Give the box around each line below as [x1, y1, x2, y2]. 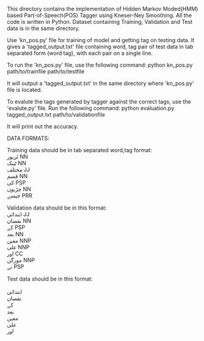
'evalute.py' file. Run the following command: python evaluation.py [7, 105, 175, 112]
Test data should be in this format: [7, 275, 93, 282]
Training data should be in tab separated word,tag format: [7, 147, 152, 153]
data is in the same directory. [7, 24, 80, 32]
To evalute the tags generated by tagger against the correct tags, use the [7, 98, 191, 105]
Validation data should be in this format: [7, 204, 107, 211]
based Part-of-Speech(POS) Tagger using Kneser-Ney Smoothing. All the [7, 12, 192, 19]
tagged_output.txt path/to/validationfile [7, 111, 106, 118]
